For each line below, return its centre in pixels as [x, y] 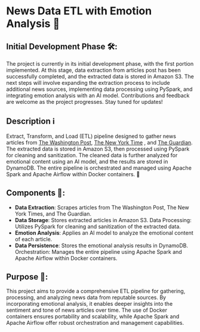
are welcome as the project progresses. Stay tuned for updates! [84, 102]
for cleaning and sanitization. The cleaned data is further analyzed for [92, 155]
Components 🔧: [36, 193]
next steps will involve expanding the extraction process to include [88, 83]
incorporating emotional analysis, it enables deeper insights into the [90, 304]
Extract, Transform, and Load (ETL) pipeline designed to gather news [91, 136]
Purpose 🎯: [27, 277]
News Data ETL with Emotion [79, 11]
